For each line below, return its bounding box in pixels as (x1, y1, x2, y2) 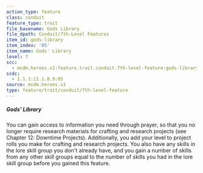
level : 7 (6, 54, 28, 60)
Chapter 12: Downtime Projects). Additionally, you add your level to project (6, 134, 192, 141)
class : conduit (6, 14, 45, 20)
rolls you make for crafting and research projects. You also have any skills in (6, 140, 195, 148)
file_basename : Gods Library (6, 25, 80, 32)
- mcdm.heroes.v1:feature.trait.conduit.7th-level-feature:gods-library (11, 64, 199, 71)
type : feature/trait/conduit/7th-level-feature (6, 87, 129, 93)
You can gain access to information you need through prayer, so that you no (6, 121, 195, 128)
